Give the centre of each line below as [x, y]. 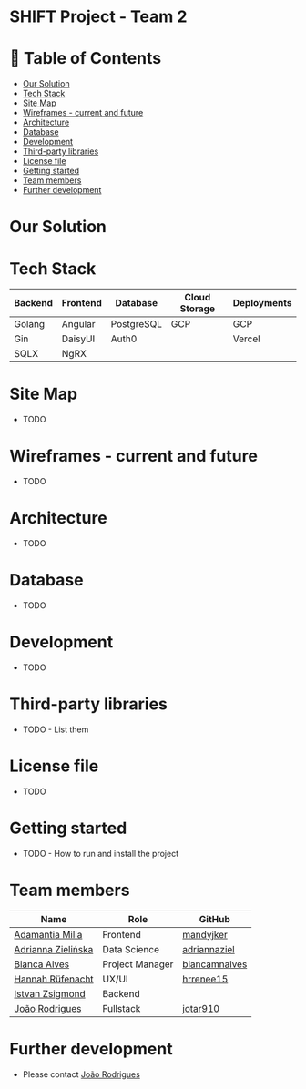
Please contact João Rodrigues [82, 1074]
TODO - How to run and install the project [101, 853]
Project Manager [138, 964]
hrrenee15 [205, 979]
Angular [78, 324]
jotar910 [201, 1008]
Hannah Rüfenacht [54, 979]
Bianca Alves [42, 964]
